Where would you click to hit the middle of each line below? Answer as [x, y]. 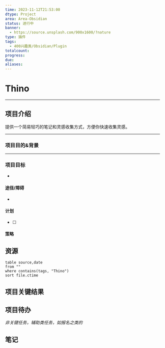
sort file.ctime [22, 275]
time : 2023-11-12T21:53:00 [33, 10]
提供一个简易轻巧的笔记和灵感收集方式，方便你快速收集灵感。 [68, 127]
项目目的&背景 [22, 145]
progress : [15, 55]
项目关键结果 [25, 292]
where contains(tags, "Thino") [37, 271]
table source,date [24, 263]
